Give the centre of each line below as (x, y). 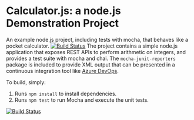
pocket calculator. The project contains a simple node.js (92, 46)
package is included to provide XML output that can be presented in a (91, 64)
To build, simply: (26, 82)
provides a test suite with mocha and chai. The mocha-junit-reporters (91, 58)
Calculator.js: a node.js (64, 11)
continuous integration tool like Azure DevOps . (62, 71)
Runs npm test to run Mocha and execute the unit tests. (81, 100)
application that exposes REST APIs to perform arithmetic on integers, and (96, 52)
